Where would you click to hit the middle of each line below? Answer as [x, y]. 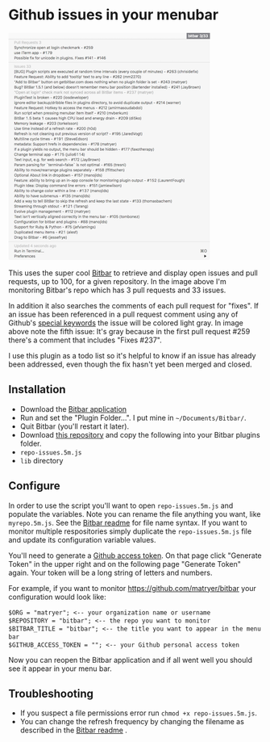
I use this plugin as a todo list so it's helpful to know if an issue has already [132, 355]
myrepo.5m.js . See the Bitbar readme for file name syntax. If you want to [128, 522]
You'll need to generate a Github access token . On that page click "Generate [135, 555]
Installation [37, 390]
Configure [34, 486]
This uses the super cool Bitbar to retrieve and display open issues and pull [133, 273]
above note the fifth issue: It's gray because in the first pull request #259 [129, 331]
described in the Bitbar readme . [73, 730]
